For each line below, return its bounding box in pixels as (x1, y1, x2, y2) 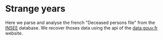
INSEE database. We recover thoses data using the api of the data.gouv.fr (5, 24, 158, 30)
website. (5, 30, 23, 36)
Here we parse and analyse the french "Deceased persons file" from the (5, 19, 155, 25)
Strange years (5, 3, 65, 14)
